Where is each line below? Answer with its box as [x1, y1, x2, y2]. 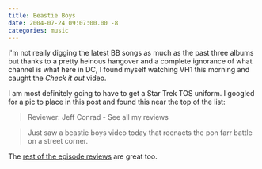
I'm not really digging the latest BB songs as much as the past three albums [8, 48, 254, 58]
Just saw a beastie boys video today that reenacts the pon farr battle [27, 128, 253, 137]
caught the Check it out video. [8, 73, 107, 83]
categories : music [8, 26, 69, 34]
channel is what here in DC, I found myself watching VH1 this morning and [8, 65, 250, 75]
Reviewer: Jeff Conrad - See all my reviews [27, 113, 169, 122]
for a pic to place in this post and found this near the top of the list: [8, 97, 226, 107]
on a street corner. [27, 136, 89, 146]
